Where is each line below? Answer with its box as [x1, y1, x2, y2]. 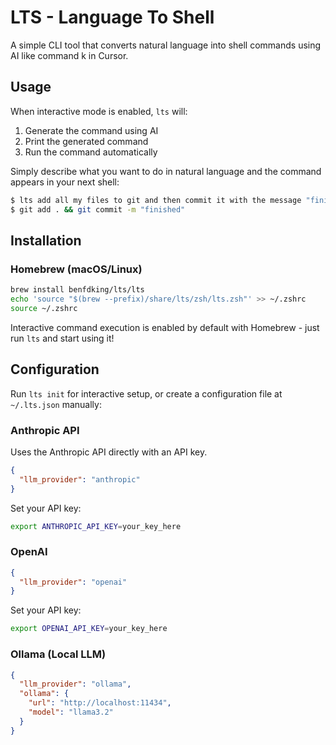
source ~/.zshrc [10, 303, 78, 313]
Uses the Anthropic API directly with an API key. [10, 446, 208, 458]
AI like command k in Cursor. [10, 49, 129, 61]
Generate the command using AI [24, 124, 159, 136]
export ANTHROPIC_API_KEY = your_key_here [10, 521, 182, 531]
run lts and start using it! [10, 332, 115, 344]
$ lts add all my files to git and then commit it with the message [10, 195, 302, 205]
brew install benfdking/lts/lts [10, 285, 145, 295]
